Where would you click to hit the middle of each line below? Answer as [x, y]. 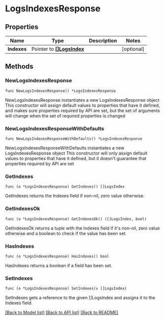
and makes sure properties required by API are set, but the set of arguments [82, 110]
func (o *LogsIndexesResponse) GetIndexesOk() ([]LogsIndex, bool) [76, 219]
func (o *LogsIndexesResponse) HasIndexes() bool [57, 256]
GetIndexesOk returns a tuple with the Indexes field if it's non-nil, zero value [82, 228]
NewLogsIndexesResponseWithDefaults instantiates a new [65, 148]
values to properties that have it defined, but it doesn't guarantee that [76, 158]
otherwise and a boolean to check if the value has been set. [66, 233]
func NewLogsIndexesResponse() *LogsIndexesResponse [61, 91]
